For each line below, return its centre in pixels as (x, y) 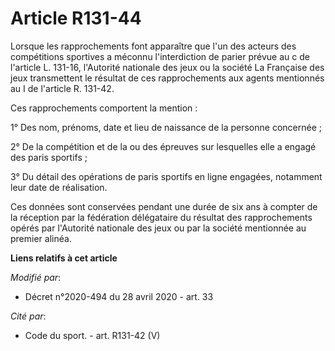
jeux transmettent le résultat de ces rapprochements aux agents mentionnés (167, 78)
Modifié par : (36, 277)
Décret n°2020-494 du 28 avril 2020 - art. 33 (119, 296)
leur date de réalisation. (59, 187)
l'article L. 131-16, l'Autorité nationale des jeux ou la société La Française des (167, 67)
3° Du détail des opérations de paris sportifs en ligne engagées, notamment (166, 176)
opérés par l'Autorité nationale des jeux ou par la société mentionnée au (158, 228)
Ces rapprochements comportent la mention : (104, 108)
